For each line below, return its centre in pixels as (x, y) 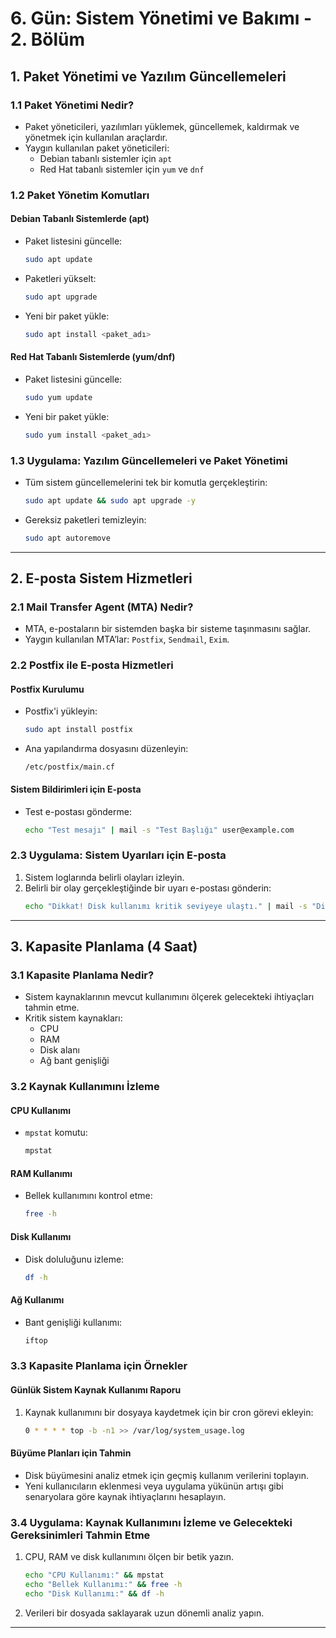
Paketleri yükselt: (60, 278)
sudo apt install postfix (78, 730)
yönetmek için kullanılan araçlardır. (96, 137)
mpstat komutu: (56, 1133)
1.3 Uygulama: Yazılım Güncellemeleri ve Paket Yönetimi (149, 460)
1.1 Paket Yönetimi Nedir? (72, 105)
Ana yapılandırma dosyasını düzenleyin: (106, 749)
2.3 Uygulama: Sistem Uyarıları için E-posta (118, 855)
